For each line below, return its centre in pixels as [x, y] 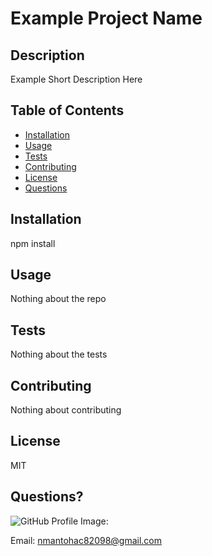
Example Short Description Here [76, 79]
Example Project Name [106, 18]
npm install [33, 243]
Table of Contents [67, 110]
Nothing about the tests [59, 354]
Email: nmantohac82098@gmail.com [86, 540]
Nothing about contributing [66, 410]
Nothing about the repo [58, 299]
